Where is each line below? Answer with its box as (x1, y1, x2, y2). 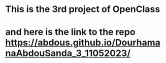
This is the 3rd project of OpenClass (5, 3, 160, 15)
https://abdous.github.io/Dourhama (5, 37, 161, 48)
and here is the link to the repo (5, 26, 136, 38)
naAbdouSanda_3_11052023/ (5, 47, 131, 59)
